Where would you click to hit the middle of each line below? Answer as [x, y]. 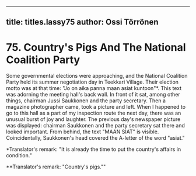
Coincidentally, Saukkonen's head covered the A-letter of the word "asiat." [95, 138]
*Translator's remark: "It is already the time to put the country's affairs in [94, 149]
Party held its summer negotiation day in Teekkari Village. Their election [92, 82]
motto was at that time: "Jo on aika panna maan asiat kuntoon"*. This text [94, 88]
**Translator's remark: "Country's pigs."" [56, 167]
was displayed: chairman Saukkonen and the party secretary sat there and [95, 126]
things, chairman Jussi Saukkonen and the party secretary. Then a [86, 101]
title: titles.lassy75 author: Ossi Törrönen [82, 22]
